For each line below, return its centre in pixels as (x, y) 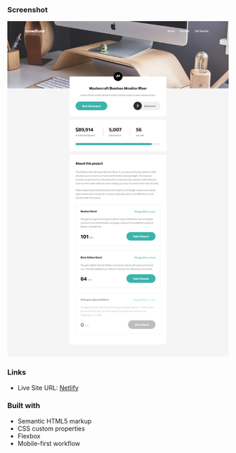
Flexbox (29, 435)
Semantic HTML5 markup (54, 421)
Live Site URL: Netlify (48, 388)
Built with (24, 406)
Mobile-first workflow (49, 443)
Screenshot (27, 10)
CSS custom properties (51, 428)
